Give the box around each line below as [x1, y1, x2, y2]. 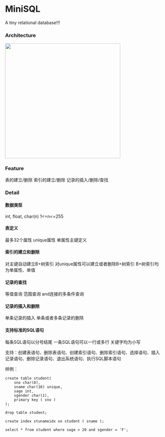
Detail [5, 189, 20, 196]
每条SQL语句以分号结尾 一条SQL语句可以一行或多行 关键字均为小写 [5, 339, 141, 345]
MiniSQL [5, 3, 41, 15]
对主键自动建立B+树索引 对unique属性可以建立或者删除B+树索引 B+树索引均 [5, 261, 159, 267]
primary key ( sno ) [14, 397, 56, 402]
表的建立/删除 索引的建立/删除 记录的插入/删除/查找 [5, 177, 109, 182]
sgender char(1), [14, 393, 50, 398]
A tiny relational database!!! [5, 20, 60, 26]
